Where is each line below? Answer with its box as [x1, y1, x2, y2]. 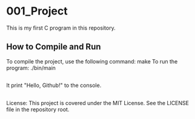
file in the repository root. [6, 106, 70, 113]
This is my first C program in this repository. [6, 24, 116, 31]
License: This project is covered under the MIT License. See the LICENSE [6, 99, 190, 106]
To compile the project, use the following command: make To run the [6, 57, 178, 65]
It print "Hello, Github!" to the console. [6, 82, 102, 89]
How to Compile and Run [6, 42, 101, 52]
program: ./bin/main [6, 64, 56, 71]
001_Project [6, 4, 68, 18]
